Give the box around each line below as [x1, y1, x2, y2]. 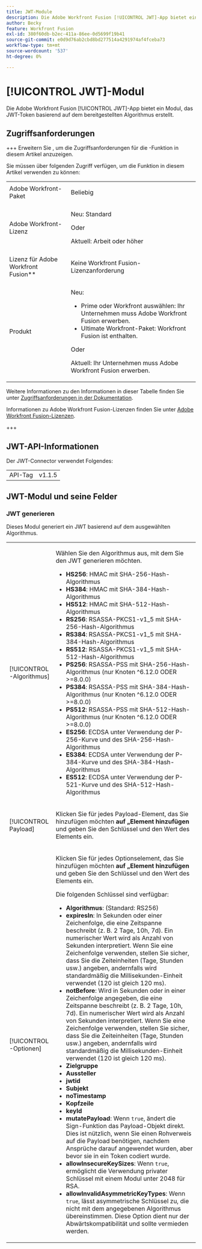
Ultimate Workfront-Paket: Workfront [81, 324, 186, 333]
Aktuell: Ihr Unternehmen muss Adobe [70, 359, 179, 367]
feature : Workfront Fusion [6, 25, 74, 32]
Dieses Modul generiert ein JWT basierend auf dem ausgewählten [6, 523, 171, 530]
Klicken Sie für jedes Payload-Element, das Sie [55, 809, 189, 818]
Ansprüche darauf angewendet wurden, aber [66, 1144, 193, 1152]
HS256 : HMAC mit [66, 569, 118, 578]
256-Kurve [66, 735, 99, 743]
